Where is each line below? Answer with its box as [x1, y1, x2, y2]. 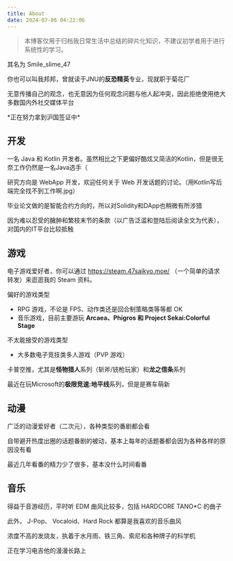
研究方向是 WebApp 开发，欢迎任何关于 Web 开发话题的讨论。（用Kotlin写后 [7, 178, 223, 187]
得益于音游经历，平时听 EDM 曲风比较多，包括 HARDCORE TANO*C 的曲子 [7, 502, 222, 510]
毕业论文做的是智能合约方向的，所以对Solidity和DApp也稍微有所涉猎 [7, 202, 202, 210]
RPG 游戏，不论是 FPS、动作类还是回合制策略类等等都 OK [17, 305, 183, 313]
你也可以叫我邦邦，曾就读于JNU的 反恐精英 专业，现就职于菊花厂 [7, 74, 190, 83]
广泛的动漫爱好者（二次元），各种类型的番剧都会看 [7, 422, 150, 430]
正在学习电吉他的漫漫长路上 [7, 546, 87, 555]
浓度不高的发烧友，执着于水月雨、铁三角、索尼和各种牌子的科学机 [7, 531, 196, 540]
